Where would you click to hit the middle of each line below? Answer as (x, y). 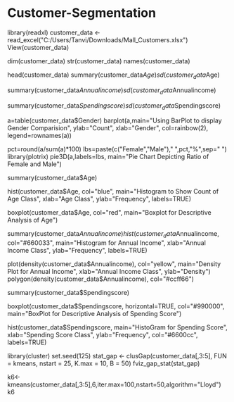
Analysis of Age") (33, 220)
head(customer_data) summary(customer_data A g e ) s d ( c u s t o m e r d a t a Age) (113, 75)
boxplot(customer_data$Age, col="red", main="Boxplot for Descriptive (110, 213)
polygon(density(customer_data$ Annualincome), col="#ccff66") (101, 279)
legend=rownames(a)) (40, 136)
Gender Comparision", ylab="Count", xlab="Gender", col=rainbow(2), (108, 128)
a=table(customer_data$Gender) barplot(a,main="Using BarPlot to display (115, 120)
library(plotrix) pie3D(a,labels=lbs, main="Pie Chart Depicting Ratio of (108, 157)
